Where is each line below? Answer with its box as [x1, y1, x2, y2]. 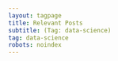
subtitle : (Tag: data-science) [8, 26, 112, 34]
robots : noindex [8, 41, 62, 49]
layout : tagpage [8, 11, 62, 20]
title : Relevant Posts [8, 19, 83, 27]
